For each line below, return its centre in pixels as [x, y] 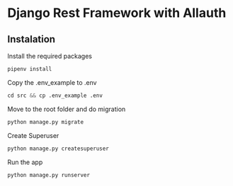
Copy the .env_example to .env [52, 82]
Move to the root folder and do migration [67, 109]
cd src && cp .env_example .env [55, 95]
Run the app [25, 162]
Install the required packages [50, 56]
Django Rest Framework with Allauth [117, 13]
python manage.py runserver [49, 175]
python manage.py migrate [45, 122]
